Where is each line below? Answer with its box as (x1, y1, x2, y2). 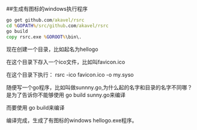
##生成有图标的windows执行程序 (6, 5, 88, 12)
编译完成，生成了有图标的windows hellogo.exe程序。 (6, 116, 138, 124)
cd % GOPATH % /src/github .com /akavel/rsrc (6, 23, 109, 29)
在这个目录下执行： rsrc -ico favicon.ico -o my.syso (6, 71, 134, 78)
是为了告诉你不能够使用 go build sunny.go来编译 (6, 91, 126, 98)
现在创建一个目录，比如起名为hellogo (6, 46, 98, 53)
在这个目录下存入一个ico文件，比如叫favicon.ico (6, 58, 126, 65)
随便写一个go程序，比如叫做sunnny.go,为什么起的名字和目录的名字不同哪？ (6, 83, 193, 91)
